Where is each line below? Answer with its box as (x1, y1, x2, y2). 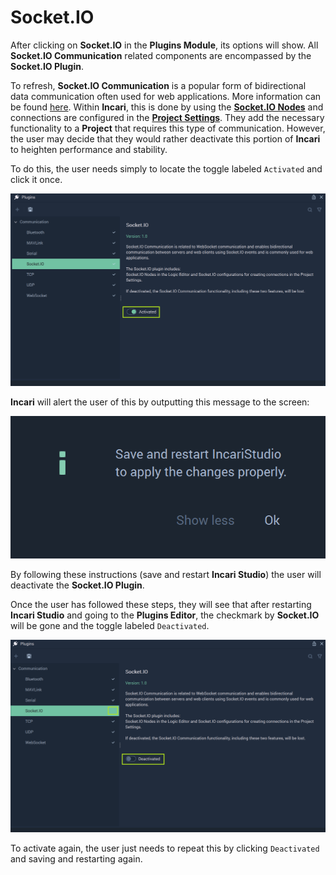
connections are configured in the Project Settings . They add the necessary (10, 111, 325, 123)
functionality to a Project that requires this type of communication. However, (10, 122, 326, 134)
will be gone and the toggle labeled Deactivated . (10, 619, 210, 631)
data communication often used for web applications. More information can (10, 90, 322, 102)
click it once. (10, 173, 63, 185)
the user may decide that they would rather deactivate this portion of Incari (10, 132, 321, 145)
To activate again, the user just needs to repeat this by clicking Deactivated (10, 842, 320, 854)
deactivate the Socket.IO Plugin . (10, 579, 145, 591)
